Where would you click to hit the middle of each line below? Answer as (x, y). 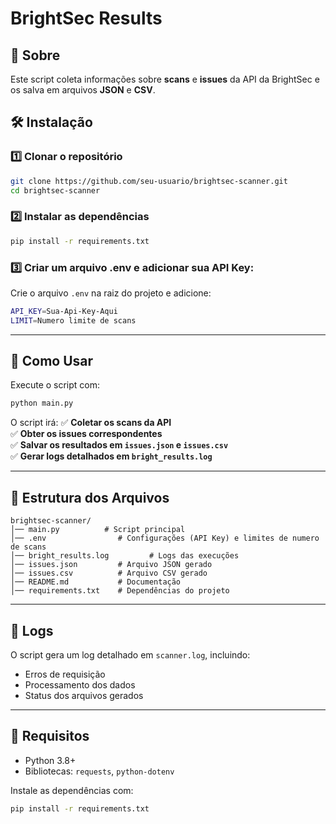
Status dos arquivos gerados (84, 695)
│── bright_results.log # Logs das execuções (125, 556)
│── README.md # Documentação (96, 582)
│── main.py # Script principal (98, 530)
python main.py (42, 403)
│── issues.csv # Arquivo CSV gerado (109, 573)
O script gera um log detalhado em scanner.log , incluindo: (130, 654)
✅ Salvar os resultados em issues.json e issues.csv (119, 445)
